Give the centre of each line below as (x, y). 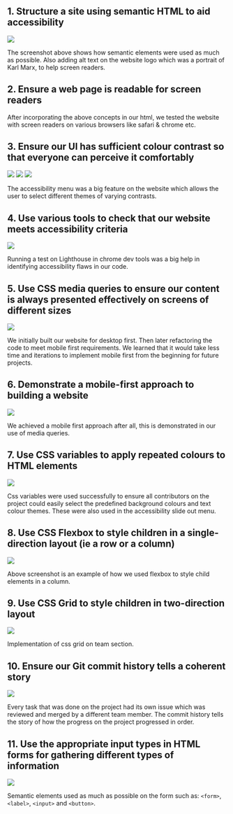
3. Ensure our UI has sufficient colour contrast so (116, 147)
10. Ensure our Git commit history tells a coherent (116, 666)
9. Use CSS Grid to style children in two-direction (116, 603)
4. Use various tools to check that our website (109, 218)
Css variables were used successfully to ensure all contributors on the (108, 496)
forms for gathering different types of (91, 755)
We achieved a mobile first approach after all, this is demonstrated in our (112, 426)
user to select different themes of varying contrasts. (82, 196)
